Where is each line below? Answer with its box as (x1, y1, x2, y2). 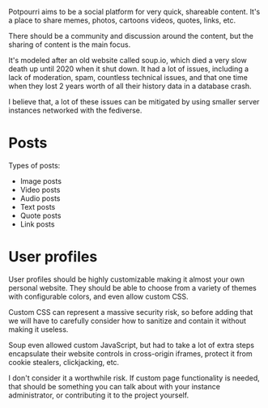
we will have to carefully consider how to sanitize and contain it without (8, 316, 247, 325)
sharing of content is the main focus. (8, 40, 131, 49)
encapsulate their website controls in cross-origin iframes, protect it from (8, 348, 253, 359)
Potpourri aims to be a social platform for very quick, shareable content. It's (8, 7, 261, 16)
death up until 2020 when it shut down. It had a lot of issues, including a (8, 64, 249, 74)
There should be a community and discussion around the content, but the (8, 32, 253, 40)
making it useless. (8, 324, 69, 334)
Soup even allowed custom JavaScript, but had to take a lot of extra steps (8, 340, 255, 350)
